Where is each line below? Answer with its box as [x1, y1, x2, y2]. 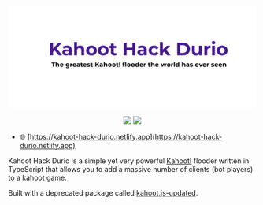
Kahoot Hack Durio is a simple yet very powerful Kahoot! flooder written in [8, 156, 250, 166]
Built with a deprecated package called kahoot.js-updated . [8, 188, 198, 197]
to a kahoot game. [8, 173, 67, 182]
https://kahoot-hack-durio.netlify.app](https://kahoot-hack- [30, 132, 223, 141]
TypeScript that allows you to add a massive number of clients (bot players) [8, 164, 254, 173]
